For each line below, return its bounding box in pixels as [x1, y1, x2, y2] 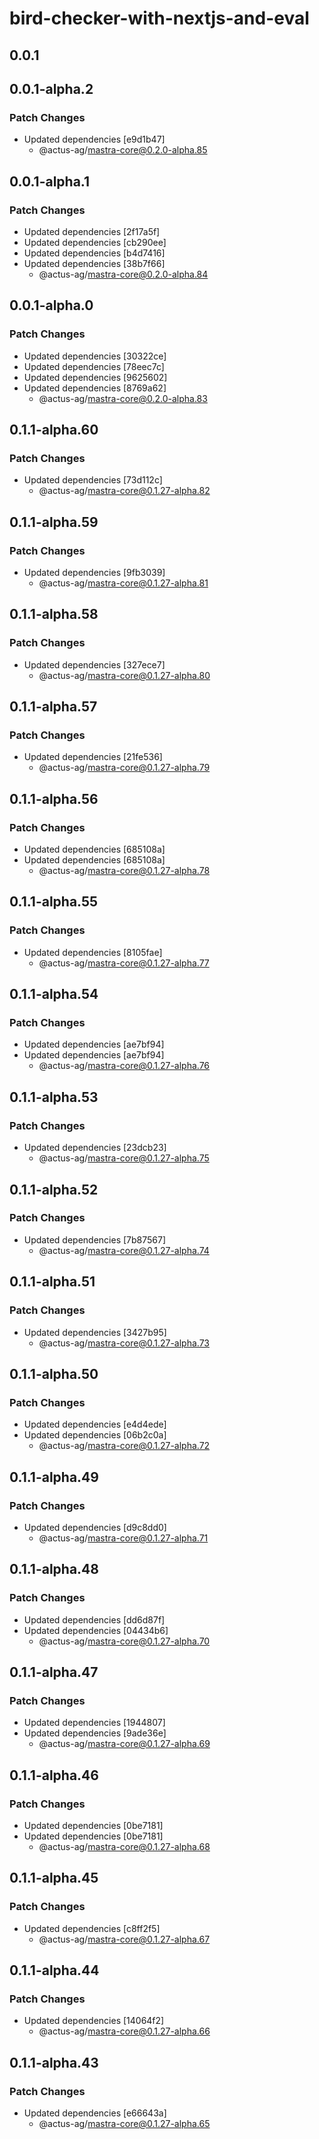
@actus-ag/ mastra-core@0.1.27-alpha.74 [38, 1244, 210, 1256]
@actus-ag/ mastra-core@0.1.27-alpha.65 [38, 2118, 211, 2130]
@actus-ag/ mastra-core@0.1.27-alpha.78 [38, 865, 211, 877]
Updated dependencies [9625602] [23, 371, 168, 383]
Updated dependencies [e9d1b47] [23, 133, 166, 146]
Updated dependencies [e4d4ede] [23, 1418, 167, 1431]
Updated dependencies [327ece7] [23, 658, 166, 671]
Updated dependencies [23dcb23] [23, 1142, 167, 1154]
